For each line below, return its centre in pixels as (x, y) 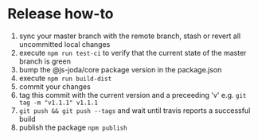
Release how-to (61, 14)
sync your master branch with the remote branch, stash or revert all (129, 36)
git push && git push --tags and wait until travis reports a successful (135, 110)
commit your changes (55, 86)
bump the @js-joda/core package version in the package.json (120, 69)
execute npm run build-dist (65, 78)
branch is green (45, 61)
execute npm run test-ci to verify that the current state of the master (133, 52)
